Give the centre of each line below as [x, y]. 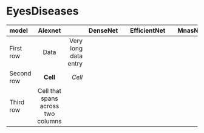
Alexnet [49, 30]
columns [49, 121]
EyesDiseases [42, 11]
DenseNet [103, 30]
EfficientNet [148, 30]
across [49, 106]
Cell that [49, 90]
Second [20, 73]
